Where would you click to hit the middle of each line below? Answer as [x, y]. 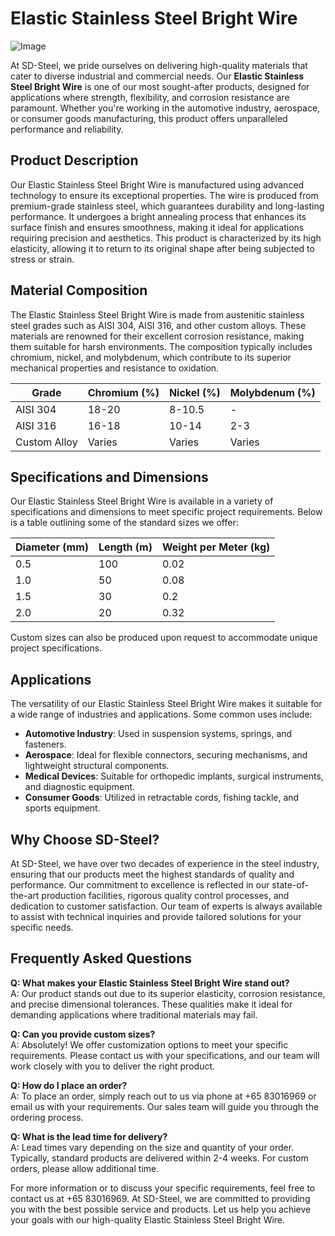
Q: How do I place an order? [69, 1085]
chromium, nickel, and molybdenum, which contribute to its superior [151, 357]
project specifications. [56, 648]
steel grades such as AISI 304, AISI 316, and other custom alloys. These [158, 325]
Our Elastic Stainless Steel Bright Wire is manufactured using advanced [157, 184]
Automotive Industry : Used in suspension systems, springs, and [158, 734]
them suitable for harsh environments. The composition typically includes [161, 346]
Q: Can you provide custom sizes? [83, 1034]
